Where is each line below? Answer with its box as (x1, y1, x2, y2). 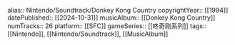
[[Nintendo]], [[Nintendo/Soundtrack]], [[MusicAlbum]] (7, 30, 169, 38)
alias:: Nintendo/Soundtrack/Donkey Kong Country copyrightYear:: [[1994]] (7, 6, 229, 14)
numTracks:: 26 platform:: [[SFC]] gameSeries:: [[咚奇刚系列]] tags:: (7, 22, 207, 30)
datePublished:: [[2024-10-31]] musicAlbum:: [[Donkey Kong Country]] (7, 13, 216, 22)
